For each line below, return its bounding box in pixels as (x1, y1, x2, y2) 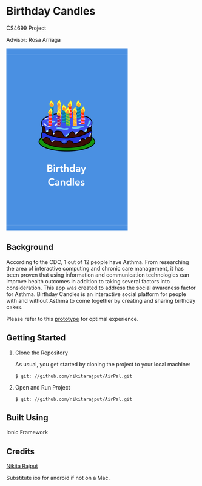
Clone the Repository (15, 349, 69, 356)
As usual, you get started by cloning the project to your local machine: (15, 360, 190, 368)
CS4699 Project (6, 24, 47, 32)
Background (6, 242, 53, 252)
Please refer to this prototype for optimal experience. (6, 315, 139, 322)
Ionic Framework (6, 429, 49, 436)
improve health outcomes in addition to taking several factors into (6, 277, 170, 285)
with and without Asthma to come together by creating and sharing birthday (6, 297, 196, 304)
